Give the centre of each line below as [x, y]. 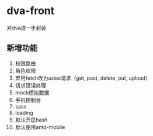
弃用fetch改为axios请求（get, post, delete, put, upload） [83, 78]
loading [24, 113]
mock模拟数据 [32, 93]
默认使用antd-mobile [40, 127]
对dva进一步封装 [27, 28]
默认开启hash [31, 120]
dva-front [31, 11]
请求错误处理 [30, 85]
